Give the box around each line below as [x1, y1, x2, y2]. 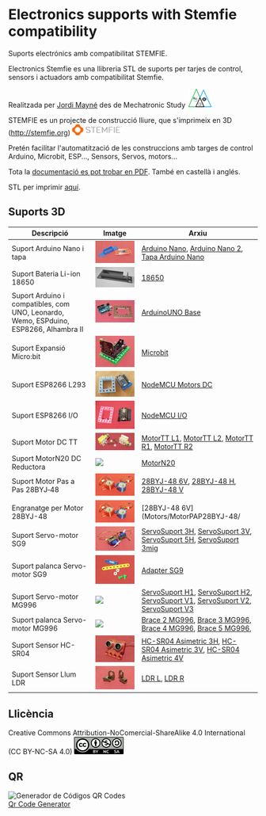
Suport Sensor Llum [11, 669, 77, 679]
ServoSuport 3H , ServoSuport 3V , [141, 526, 253, 536]
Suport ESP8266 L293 [11, 379, 86, 389]
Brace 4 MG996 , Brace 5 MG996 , [141, 623, 252, 633]
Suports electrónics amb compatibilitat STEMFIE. [8, 48, 168, 58]
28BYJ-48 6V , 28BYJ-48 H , [141, 477, 237, 486]
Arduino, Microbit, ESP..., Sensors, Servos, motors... [8, 151, 178, 161]
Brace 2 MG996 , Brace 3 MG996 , [141, 616, 252, 625]
